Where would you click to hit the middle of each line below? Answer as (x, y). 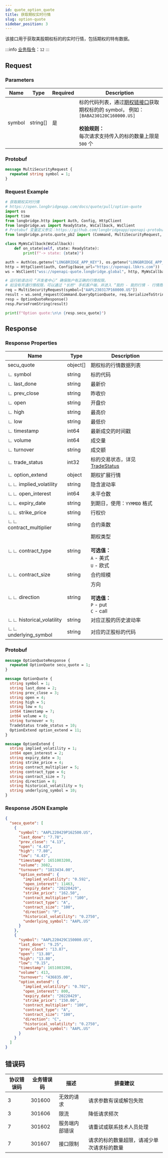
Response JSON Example (37, 808)
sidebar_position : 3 (27, 24)
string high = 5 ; (28, 702)
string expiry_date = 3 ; (35, 758)
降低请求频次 (103, 1114)
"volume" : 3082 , (35, 865)
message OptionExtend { (30, 744)
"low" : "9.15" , (34, 963)
